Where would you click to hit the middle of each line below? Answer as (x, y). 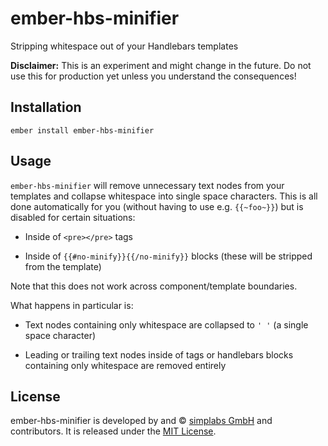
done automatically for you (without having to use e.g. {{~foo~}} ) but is (157, 206)
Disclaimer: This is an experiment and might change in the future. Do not (161, 65)
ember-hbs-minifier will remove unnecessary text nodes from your (147, 185)
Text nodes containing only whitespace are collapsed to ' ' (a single (166, 324)
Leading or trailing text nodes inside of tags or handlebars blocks (159, 354)
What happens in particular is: (72, 305)
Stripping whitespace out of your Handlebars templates (124, 46)
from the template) (63, 266)
